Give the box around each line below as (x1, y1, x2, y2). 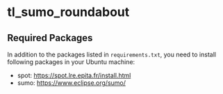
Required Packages (7, 32, 93, 44)
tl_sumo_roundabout (7, 4, 130, 20)
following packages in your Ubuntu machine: (7, 58, 135, 66)
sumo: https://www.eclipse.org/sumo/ (17, 79, 126, 87)
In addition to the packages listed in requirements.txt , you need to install (7, 50, 217, 58)
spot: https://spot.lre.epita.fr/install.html (17, 71, 131, 79)
